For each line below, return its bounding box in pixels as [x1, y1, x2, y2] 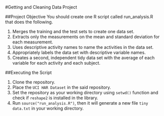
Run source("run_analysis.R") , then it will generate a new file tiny [12, 100, 148, 106]
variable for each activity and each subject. [12, 60, 101, 66]
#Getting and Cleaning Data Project [5, 4, 78, 10]
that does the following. [5, 19, 53, 25]
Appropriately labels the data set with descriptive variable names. [12, 49, 146, 55]
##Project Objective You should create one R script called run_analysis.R [5, 14, 153, 19]
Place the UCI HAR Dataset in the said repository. [12, 84, 111, 90]
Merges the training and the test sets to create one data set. [12, 29, 134, 34]
